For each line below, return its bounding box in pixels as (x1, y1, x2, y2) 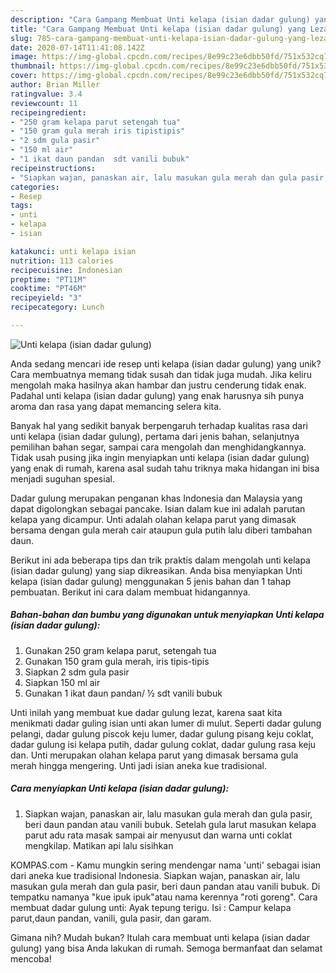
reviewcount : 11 (10, 98, 78, 108)
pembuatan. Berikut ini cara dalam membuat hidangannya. (10, 586, 251, 598)
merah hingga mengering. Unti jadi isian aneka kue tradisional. (10, 759, 267, 771)
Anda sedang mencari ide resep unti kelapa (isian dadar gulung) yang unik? (10, 357, 322, 370)
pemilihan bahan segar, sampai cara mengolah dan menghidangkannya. (10, 441, 307, 453)
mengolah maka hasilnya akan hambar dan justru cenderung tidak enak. (10, 379, 307, 391)
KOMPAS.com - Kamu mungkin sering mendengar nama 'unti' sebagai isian (10, 859, 322, 871)
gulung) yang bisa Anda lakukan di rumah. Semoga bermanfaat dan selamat (10, 942, 323, 954)
